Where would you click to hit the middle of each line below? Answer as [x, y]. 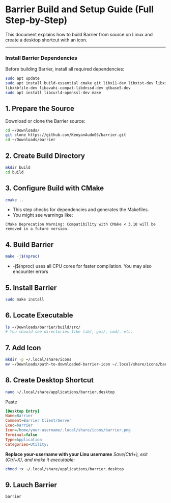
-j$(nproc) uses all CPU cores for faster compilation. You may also [82, 266]
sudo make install [25, 299]
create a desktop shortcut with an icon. [46, 40]
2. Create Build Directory [45, 156]
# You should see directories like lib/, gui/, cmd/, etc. [69, 332]
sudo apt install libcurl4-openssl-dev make [53, 93]
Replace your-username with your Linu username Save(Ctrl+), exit [77, 454]
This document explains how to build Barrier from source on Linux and [79, 34]
